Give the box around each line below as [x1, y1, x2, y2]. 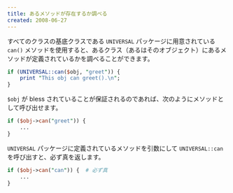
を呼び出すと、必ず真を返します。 [7, 152, 105, 161]
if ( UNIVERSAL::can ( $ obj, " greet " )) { [7, 68, 120, 76]
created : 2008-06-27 [7, 17, 68, 24]
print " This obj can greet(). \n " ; [20, 75, 120, 82]
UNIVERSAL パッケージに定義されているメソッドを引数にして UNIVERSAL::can [7, 144, 224, 152]
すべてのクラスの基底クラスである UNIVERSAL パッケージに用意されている [7, 36, 216, 45]
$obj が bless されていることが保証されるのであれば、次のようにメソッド [7, 95, 218, 103]
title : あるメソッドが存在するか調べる [7, 10, 108, 17]
